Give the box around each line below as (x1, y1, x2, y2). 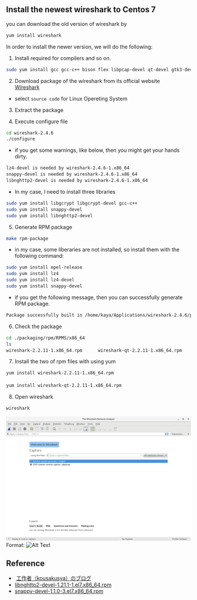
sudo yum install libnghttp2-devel (6, 213, 93, 218)
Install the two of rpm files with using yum (14, 358, 116, 365)
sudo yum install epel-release (6, 264, 83, 270)
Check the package (14, 323, 62, 330)
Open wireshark (14, 393, 54, 400)
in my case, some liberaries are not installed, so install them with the (14, 246, 180, 253)
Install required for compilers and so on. (14, 54, 111, 61)
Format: (6, 541, 25, 548)
